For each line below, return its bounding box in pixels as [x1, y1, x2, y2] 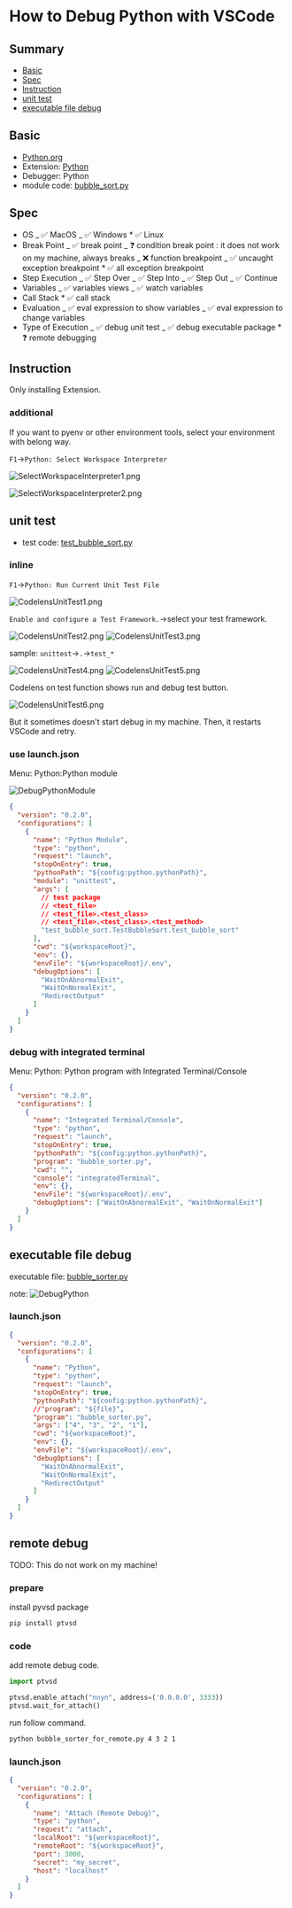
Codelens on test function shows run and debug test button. [9, 682, 229, 693]
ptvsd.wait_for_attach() [9, 1701, 101, 1710]
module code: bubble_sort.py [21, 180, 129, 190]
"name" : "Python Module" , [32, 835, 128, 844]
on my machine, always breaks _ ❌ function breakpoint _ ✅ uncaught [21, 252, 273, 263]
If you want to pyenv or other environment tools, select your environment [9, 427, 276, 438]
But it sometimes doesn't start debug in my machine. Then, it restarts [9, 716, 262, 727]
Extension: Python [21, 161, 88, 172]
